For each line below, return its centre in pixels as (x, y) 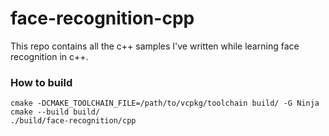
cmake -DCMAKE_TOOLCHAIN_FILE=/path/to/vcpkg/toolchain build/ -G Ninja (165, 103)
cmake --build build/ (55, 112)
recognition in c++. (49, 56)
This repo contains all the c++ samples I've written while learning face (155, 46)
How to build (41, 82)
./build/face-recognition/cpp (73, 121)
